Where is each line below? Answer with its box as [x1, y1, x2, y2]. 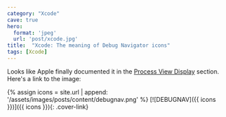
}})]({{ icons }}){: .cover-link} [7, 103, 89, 111]
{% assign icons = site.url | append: [7, 87, 109, 96]
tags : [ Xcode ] [7, 49, 48, 56]
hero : [7, 23, 23, 30]
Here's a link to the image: [7, 74, 81, 83]
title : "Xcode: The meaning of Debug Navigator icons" [7, 42, 170, 49]
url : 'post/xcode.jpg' [13, 36, 78, 43]
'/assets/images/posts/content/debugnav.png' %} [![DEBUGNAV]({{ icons [7, 95, 216, 103]
